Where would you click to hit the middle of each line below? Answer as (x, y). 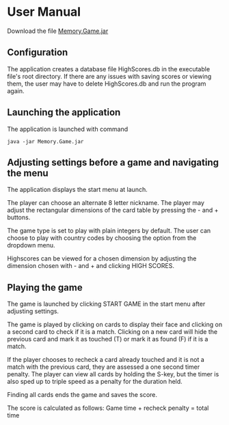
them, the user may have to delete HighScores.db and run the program (107, 84)
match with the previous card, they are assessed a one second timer (104, 367)
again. (16, 90)
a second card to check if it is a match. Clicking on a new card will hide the (112, 332)
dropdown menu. (31, 245)
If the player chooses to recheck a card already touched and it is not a (106, 360)
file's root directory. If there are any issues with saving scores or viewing (109, 76)
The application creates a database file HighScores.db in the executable (109, 69)
